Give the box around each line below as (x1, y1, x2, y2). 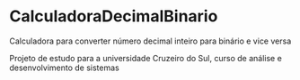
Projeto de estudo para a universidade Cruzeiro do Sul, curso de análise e (9, 52, 283, 63)
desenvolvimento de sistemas (9, 62, 119, 73)
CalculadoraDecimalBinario (9, 6, 218, 27)
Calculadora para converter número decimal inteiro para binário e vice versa (9, 36, 292, 46)
